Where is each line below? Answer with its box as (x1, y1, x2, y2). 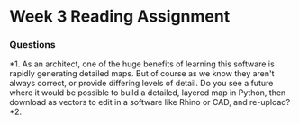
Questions (9, 39, 56, 51)
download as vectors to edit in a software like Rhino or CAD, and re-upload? (9, 97, 291, 108)
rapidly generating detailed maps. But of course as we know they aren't (9, 68, 275, 79)
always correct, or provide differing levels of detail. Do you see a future (9, 78, 274, 89)
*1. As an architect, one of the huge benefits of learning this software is (9, 58, 275, 69)
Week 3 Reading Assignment (9, 6, 231, 27)
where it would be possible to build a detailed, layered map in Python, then (9, 87, 286, 98)
